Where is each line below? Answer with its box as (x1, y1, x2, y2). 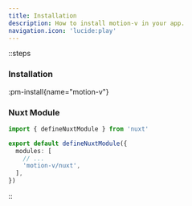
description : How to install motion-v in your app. (8, 19, 185, 27)
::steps (8, 49, 31, 59)
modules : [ (15, 147, 52, 155)
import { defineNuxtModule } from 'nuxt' (8, 125, 149, 133)
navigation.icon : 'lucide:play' (8, 26, 116, 34)
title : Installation (8, 11, 78, 20)
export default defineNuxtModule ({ (8, 139, 128, 147)
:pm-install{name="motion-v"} (8, 87, 110, 96)
